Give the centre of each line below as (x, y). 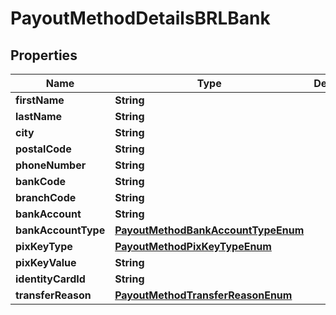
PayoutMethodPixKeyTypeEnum (193, 246)
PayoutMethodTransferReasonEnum (203, 295)
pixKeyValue (46, 262)
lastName (39, 116)
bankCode (41, 181)
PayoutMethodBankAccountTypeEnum (209, 230)
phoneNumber (51, 165)
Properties (44, 55)
